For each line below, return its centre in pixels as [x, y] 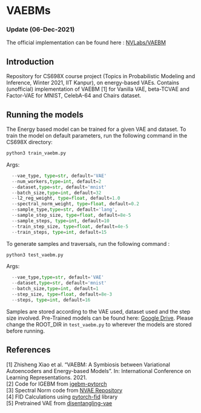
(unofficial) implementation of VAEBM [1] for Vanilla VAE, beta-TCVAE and [98, 89]
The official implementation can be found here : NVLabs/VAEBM [86, 42]
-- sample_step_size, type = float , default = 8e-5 [71, 216]
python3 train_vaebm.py [36, 153]
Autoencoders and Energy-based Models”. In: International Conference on [99, 371]
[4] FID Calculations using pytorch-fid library [62, 397]
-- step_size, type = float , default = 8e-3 [62, 294]
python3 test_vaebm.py [35, 255]
